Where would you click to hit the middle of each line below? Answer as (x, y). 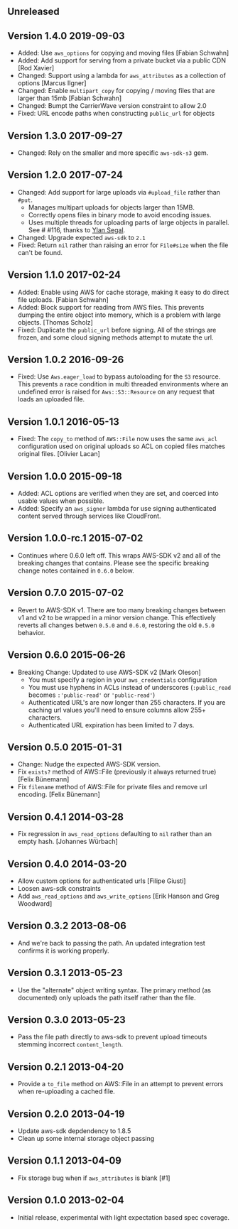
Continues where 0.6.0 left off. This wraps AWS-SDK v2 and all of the (119, 555)
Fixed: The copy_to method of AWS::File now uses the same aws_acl (118, 439)
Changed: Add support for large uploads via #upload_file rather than (119, 192)
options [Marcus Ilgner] (52, 83)
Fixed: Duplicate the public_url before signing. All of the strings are (117, 330)
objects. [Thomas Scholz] (55, 322)
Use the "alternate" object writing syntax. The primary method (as (114, 990)
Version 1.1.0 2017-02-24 (64, 275)
